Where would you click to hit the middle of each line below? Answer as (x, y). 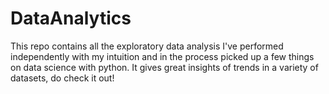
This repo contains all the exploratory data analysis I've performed (147, 46)
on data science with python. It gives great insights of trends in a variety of (164, 67)
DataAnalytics (71, 18)
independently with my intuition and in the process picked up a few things (162, 56)
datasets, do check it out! (62, 78)
